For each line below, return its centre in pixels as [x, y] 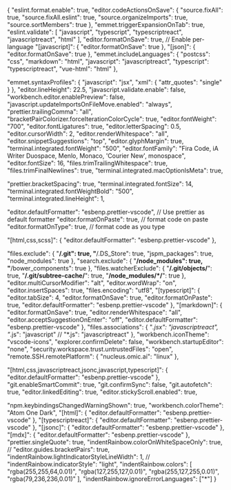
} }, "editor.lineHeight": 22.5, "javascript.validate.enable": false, [97, 90]
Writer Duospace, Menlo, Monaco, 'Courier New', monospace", [97, 156]
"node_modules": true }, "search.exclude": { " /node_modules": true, [105, 261]
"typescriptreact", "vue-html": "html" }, [63, 69]
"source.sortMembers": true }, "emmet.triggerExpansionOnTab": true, [106, 25]
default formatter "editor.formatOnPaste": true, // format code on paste [108, 219]
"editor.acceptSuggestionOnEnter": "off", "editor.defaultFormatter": [102, 320]
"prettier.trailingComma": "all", [50, 111]
